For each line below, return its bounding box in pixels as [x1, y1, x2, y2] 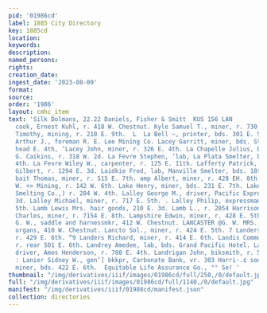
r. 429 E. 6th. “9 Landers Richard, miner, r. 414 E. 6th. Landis [15, 234, 240, 242]
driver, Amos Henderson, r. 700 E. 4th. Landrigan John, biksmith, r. [15, 248, 254, 256]
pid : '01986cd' [8, 11, 59, 20]
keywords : [8, 41, 41, 49]
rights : [8, 64, 34, 72]
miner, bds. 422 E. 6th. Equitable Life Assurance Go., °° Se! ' [15, 264, 240, 272]
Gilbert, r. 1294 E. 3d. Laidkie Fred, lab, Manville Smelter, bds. [15, 167, 247, 175]
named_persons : [8, 57, 59, 65]
